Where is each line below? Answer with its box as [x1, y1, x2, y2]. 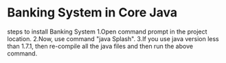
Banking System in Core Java [7, 5, 177, 21]
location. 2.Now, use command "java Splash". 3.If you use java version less [7, 34, 219, 42]
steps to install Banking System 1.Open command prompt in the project [7, 27, 207, 36]
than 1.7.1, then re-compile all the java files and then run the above [7, 42, 194, 50]
